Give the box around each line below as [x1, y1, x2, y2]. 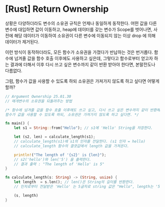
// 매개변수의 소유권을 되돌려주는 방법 [5, 98, 72, 104]
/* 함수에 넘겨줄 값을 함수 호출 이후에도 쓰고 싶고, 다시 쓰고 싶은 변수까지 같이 [5, 107, 148, 113]
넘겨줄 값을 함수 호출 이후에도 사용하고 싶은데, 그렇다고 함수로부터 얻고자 [14, 55, 153, 61]
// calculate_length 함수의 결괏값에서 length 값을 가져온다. [14, 144, 129, 148]
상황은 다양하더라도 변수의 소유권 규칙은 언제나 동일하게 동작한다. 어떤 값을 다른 [5, 20, 157, 26]
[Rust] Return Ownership [5, 3, 109, 15]
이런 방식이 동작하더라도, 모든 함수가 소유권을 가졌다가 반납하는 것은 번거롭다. [5, 49, 153, 55]
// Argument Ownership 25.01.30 [5, 94, 71, 99]
